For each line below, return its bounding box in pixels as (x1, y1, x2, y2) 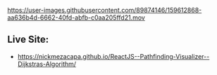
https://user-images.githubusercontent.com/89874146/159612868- (7, 6, 202, 14)
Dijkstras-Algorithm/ (17, 60, 76, 68)
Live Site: (7, 34, 49, 46)
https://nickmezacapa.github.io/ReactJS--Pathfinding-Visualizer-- (17, 52, 210, 60)
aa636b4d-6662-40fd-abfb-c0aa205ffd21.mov (7, 13, 146, 22)
